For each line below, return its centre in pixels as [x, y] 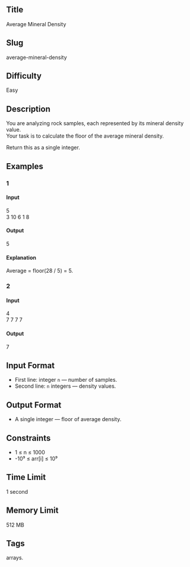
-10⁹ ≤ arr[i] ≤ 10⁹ [36, 459]
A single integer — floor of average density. [68, 419]
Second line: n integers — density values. [65, 386]
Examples [25, 166]
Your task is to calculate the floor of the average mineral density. [85, 136]
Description [28, 109]
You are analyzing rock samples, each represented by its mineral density [95, 123]
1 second [17, 491]
